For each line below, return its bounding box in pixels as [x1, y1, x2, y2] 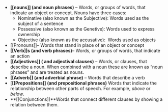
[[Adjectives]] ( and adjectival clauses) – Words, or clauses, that [10, 59, 147, 64]
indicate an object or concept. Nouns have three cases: [10, 10, 127, 16]
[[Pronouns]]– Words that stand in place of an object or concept [10, 42, 145, 48]
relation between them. [10, 102, 59, 107]
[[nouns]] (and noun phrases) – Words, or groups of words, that [10, 5, 146, 10]
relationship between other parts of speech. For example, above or [10, 86, 151, 91]
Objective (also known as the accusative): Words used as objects [17, 37, 156, 43]
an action [10, 53, 30, 59]
